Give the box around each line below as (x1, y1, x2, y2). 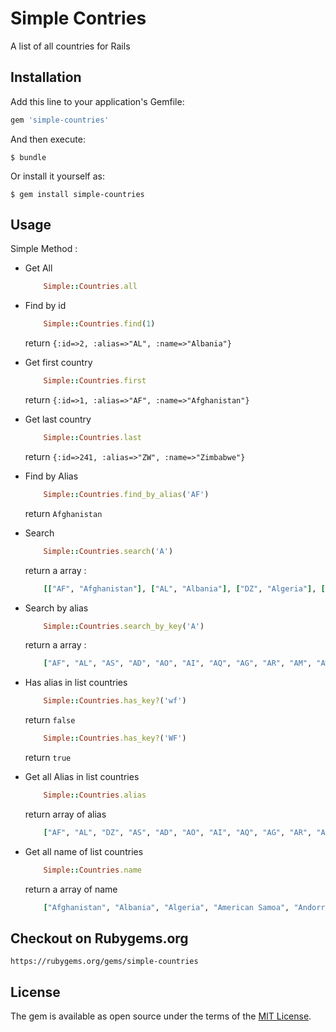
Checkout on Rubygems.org (10, 930, 189, 947)
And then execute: (10, 133, 86, 145)
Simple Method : (10, 243, 78, 255)
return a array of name (24, 883, 118, 895)
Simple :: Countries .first (43, 376, 147, 386)
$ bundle (10, 152, 47, 162)
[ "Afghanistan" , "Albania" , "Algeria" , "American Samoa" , (43, 902, 290, 912)
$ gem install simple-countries (10, 189, 145, 199)
